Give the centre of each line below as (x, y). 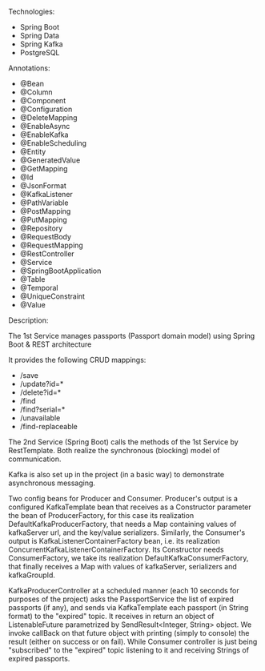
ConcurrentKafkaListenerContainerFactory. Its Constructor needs (116, 549)
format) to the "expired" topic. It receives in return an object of (111, 616)
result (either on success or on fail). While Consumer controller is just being (133, 641)
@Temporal (39, 288)
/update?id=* (42, 384)
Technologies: (32, 12)
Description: (28, 320)
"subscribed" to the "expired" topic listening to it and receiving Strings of (129, 650)
